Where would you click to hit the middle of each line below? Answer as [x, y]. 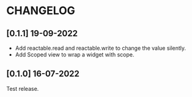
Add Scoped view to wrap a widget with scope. [75, 55]
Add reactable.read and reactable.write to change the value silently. [101, 48]
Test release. [23, 88]
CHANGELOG [41, 11]
